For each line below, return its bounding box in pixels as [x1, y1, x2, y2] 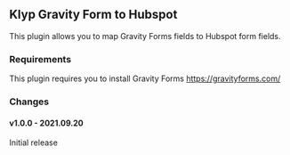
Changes [9, 95, 50, 108]
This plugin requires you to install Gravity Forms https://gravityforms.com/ [9, 73, 281, 84]
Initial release [9, 137, 58, 148]
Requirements [9, 53, 72, 65]
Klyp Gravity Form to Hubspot [9, 7, 178, 22]
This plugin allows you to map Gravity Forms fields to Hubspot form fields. [9, 30, 282, 41]
